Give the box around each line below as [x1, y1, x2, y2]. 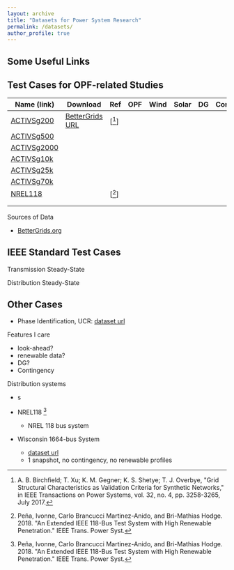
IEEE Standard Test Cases [7, 247, 121, 259]
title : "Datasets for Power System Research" [7, 17, 141, 24]
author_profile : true [7, 29, 70, 37]
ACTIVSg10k [10, 154, 54, 164]
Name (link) [15, 100, 54, 109]
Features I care [7, 330, 51, 339]
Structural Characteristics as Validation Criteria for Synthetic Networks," [17, 484, 224, 492]
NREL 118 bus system [27, 422, 89, 430]
